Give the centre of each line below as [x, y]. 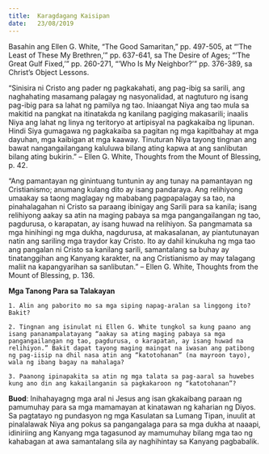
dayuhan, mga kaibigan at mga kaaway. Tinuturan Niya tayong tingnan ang [132, 139]
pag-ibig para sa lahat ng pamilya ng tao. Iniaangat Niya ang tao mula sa [129, 105]
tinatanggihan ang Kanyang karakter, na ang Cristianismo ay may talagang [132, 258]
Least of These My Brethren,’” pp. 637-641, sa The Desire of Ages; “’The [129, 55]
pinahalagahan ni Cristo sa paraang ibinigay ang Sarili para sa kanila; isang [132, 206]
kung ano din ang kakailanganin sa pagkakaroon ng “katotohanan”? [122, 383]
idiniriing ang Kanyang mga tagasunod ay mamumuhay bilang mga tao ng [130, 432]
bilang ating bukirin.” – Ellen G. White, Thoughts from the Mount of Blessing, [134, 156]
